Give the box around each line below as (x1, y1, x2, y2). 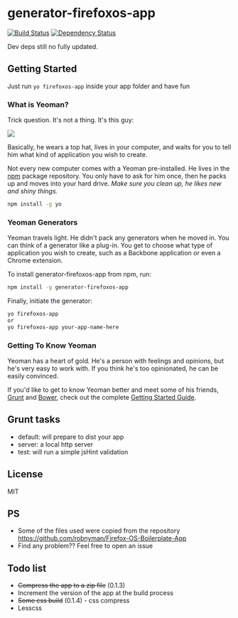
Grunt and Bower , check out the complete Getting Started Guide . (7, 393, 197, 402)
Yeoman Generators (7, 217, 78, 227)
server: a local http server (17, 439, 94, 449)
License (7, 468, 43, 481)
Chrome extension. (7, 256, 63, 265)
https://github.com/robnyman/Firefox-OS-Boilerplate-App (17, 534, 187, 543)
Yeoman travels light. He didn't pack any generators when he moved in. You (7, 233, 229, 243)
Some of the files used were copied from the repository (17, 526, 180, 535)
